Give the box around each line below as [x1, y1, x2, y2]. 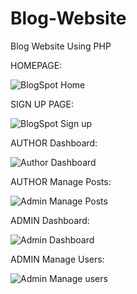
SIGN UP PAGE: [10, 98, 74, 110]
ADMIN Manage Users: [10, 253, 105, 265]
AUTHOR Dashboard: [10, 137, 98, 149]
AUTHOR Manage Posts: [10, 175, 112, 187]
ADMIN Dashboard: [10, 214, 90, 226]
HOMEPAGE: [10, 59, 63, 71]
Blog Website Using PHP [10, 40, 112, 52]
